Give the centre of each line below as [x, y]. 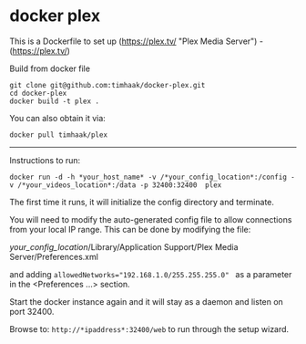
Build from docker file [50, 68]
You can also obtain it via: [58, 118]
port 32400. [32, 311]
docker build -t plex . [55, 101]
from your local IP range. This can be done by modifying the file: [130, 229]
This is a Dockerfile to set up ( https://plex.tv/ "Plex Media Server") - [137, 41]
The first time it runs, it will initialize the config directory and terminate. [142, 202]
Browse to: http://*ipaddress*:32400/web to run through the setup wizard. [149, 328]
